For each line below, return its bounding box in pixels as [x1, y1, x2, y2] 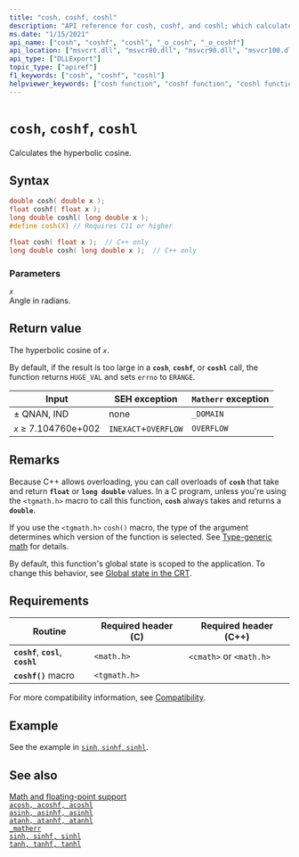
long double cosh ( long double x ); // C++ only [9, 246, 198, 255]
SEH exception [114, 392, 178, 405]
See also [9, 768, 58, 783]
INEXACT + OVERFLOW [108, 422, 184, 434]
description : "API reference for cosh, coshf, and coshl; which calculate [9, 21, 293, 30]
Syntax [9, 173, 50, 188]
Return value [9, 321, 82, 336]
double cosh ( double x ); [9, 197, 105, 206]
